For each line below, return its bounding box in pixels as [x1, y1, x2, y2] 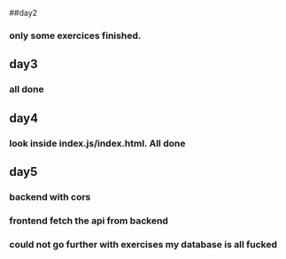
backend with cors [9, 190, 91, 202]
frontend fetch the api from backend [9, 214, 168, 226]
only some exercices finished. [9, 29, 142, 42]
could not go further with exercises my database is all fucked [9, 238, 277, 250]
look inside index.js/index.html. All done [9, 137, 186, 149]
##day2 [9, 8, 38, 18]
